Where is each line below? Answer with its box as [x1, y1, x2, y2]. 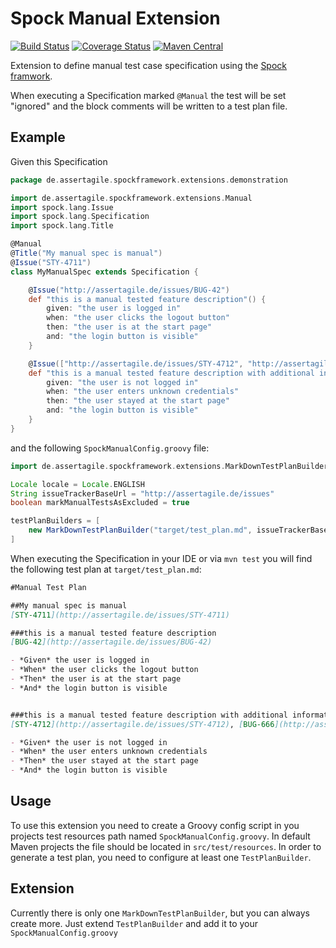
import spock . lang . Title [10, 221, 114, 231]
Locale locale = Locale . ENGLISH [10, 479, 145, 489]
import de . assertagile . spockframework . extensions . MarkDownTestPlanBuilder [10, 461, 329, 471]
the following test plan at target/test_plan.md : [10, 563, 202, 575]
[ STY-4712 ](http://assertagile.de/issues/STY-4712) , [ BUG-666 [10, 719, 275, 729]
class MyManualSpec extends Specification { [10, 267, 199, 277]
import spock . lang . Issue [10, 202, 114, 212]
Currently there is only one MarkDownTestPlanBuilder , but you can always [10, 907, 310, 919]
